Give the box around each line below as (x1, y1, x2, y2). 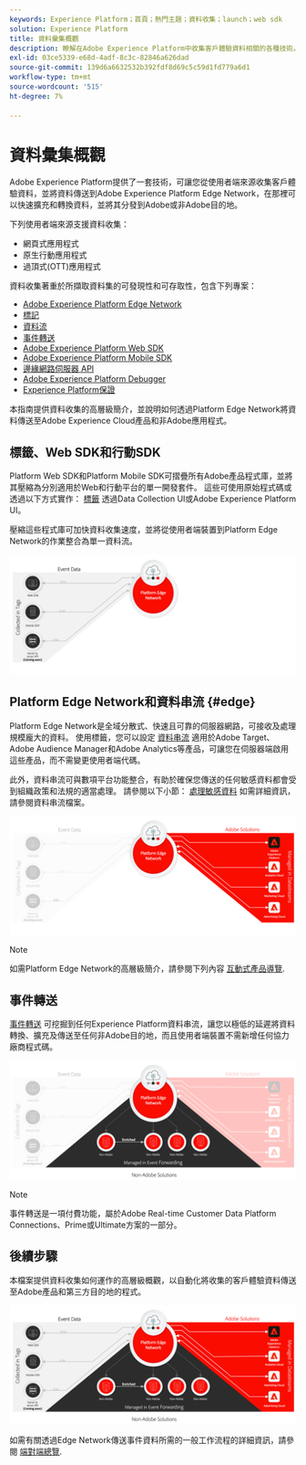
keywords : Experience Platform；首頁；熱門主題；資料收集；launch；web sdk (9, 15, 283, 24)
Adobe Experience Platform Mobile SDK (22, 353, 173, 364)
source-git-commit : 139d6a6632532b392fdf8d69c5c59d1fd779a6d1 (9, 63, 250, 72)
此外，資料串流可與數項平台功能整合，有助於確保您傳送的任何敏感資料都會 (9, 774, 289, 785)
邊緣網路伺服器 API (22, 364, 95, 374)
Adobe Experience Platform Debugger (22, 374, 167, 385)
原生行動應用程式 (22, 249, 87, 260)
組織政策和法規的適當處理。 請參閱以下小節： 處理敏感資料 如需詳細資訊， (16, 785, 296, 796)
